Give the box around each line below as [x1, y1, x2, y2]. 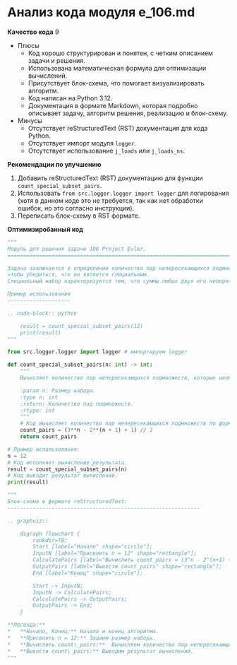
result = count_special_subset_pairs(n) [7, 466, 128, 473]
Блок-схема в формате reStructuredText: [7, 498, 128, 505]
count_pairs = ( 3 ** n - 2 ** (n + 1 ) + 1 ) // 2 [20, 427, 153, 434]
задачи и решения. [28, 56, 86, 64]
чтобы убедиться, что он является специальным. [7, 271, 150, 278]
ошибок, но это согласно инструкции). [17, 204, 135, 212]
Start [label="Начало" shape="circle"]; [32, 543, 153, 551]
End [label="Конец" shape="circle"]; [32, 570, 143, 577]
